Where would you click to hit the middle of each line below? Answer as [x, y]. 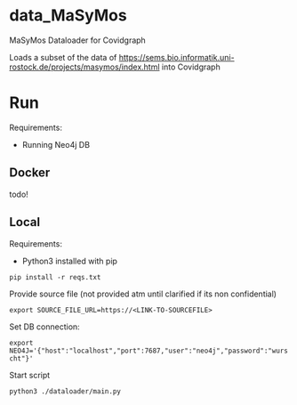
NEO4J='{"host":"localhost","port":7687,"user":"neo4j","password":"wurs [149, 351]
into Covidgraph [191, 67]
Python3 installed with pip [70, 261]
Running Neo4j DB [56, 144]
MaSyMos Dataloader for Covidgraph [78, 40]
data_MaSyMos [68, 16]
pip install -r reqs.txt [55, 277]
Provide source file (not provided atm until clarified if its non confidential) [143, 294]
